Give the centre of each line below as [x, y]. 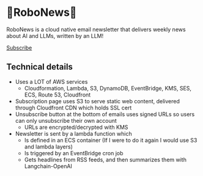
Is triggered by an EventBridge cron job [74, 153]
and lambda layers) [49, 147]
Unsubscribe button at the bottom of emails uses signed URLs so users [105, 114]
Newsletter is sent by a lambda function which [74, 133]
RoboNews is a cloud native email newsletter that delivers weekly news [96, 29]
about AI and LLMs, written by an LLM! [55, 35]
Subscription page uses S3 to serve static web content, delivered [98, 101]
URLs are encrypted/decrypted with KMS [76, 127]
